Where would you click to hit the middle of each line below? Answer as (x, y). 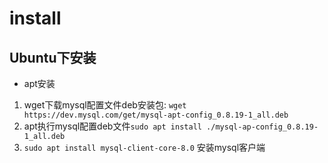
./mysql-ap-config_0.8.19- (262, 127)
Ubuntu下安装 (53, 57)
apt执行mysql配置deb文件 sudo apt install (112, 126)
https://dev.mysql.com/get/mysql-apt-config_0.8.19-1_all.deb (156, 115)
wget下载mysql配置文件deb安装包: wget (105, 105)
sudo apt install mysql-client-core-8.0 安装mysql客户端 (144, 147)
